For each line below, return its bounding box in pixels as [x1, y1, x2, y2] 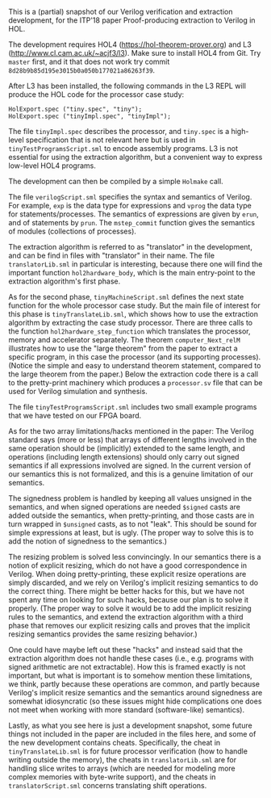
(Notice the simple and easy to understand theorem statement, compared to [8, 361, 261, 370]
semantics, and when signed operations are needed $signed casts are [8, 502, 240, 511]
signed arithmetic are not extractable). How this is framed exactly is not [8, 662, 246, 671]
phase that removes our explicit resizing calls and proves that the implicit [8, 621, 251, 630]
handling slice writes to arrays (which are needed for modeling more [8, 763, 236, 773]
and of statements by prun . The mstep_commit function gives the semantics [8, 218, 256, 227]
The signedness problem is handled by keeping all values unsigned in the [8, 493, 252, 503]
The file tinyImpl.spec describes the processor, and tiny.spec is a [8, 127, 230, 136]
